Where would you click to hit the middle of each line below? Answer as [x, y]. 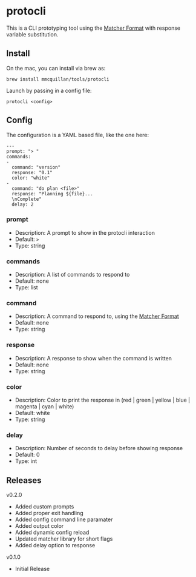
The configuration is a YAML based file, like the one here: [78, 135]
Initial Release [32, 569]
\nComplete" [27, 199]
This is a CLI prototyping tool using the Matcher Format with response [93, 28]
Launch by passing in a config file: [49, 90]
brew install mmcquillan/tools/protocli [58, 79]
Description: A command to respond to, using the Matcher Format [97, 316]
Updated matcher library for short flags [64, 539]
